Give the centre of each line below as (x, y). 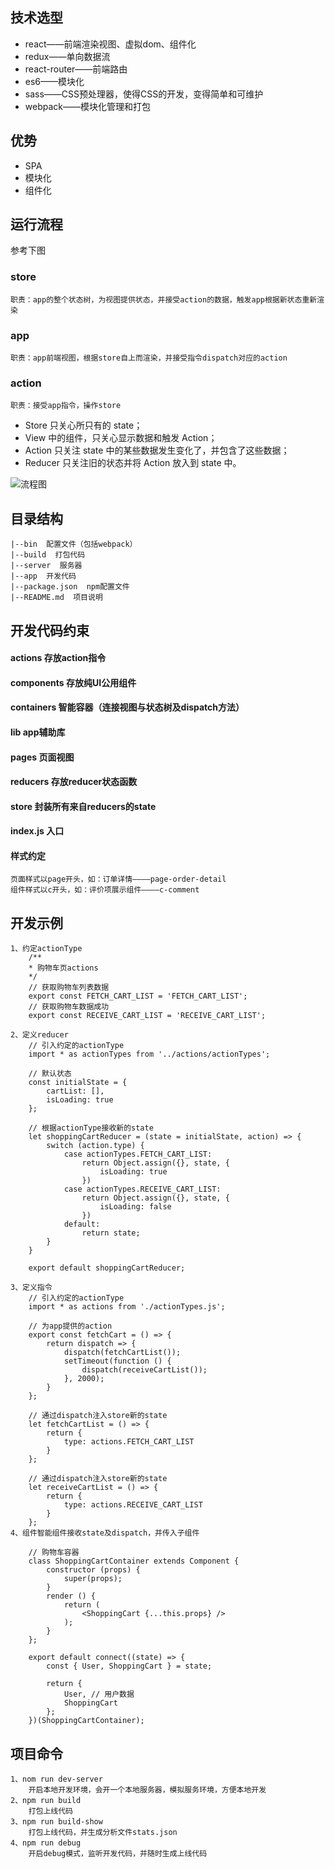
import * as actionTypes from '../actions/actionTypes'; (149, 1054)
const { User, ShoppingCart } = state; (129, 1666)
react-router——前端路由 (76, 69)
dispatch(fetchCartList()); (122, 1353)
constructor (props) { (93, 1570)
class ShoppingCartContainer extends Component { (134, 1561)
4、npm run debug (46, 1843)
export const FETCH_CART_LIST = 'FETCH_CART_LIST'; (138, 996)
